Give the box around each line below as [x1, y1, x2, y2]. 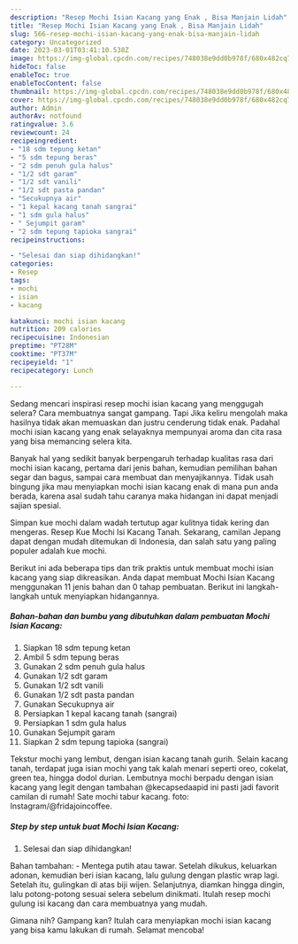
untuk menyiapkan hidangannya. [40, 591, 160, 601]
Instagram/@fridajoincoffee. [10, 801, 113, 811]
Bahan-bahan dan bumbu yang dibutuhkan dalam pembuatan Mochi [10, 611, 271, 622]
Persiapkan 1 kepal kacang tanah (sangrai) [22, 708, 178, 719]
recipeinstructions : [10, 236, 87, 244]
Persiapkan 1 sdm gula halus [22, 718, 127, 729]
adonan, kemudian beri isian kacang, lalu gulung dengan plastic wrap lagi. [10, 870, 279, 881]
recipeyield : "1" [10, 358, 74, 367]
